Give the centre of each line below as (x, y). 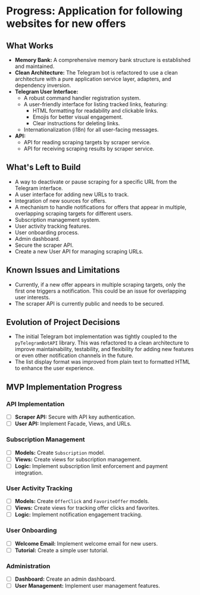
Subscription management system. (57, 219)
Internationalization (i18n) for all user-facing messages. (91, 130)
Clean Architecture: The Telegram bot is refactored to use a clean (96, 72)
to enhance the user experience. (55, 368)
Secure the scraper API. (44, 245)
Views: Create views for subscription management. (78, 459)
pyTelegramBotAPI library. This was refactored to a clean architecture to (102, 343)
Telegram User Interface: (46, 92)
